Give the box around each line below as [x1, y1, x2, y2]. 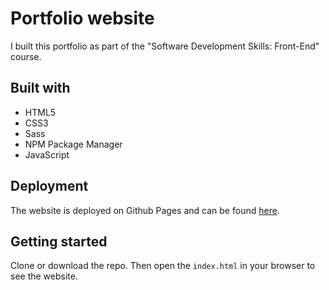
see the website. [10, 270, 78, 282]
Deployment [10, 178, 89, 195]
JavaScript [24, 148, 70, 161]
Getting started [10, 233, 108, 250]
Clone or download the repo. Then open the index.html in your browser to [10, 260, 316, 272]
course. [10, 50, 42, 62]
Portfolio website [10, 7, 155, 30]
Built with [10, 80, 71, 97]
